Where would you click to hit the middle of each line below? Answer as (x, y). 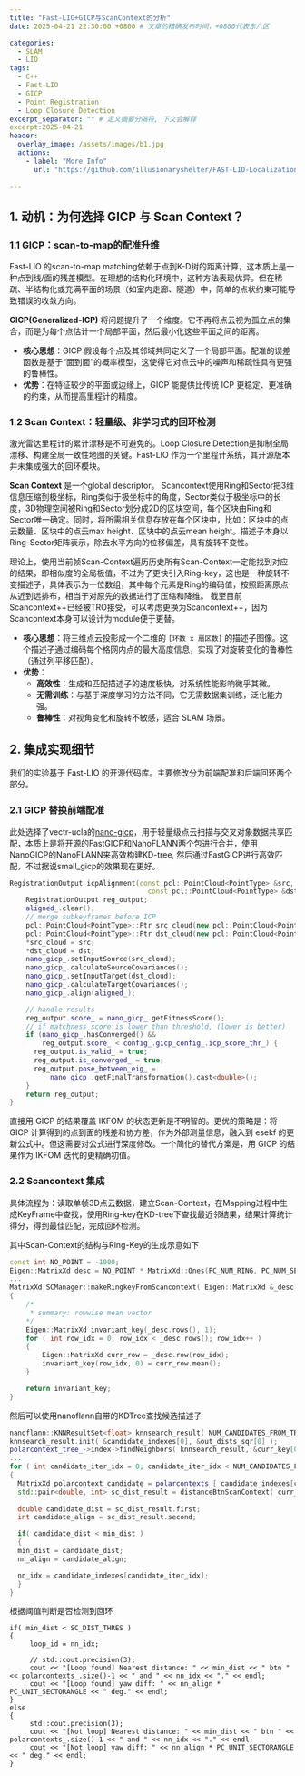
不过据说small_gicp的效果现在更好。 (93, 866)
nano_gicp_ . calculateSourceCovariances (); (107, 968)
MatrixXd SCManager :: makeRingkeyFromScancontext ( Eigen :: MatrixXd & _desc (152, 1288)
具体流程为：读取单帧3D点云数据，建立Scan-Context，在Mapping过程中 (145, 1203)
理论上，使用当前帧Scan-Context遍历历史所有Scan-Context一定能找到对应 (149, 562)
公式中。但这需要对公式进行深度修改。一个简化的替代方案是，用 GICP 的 (152, 1144)
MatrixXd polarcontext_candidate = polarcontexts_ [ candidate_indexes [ (156, 1483)
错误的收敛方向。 (49, 300)
